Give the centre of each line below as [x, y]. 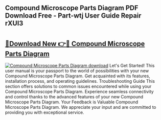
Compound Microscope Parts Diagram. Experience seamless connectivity [80, 92]
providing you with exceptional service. [45, 112]
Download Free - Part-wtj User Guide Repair [73, 16]
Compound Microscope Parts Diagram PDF [72, 8]
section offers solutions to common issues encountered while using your [78, 86]
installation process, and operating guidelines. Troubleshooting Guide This [80, 81]
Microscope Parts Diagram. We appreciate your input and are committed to [81, 107]
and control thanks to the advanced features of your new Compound [74, 97]
